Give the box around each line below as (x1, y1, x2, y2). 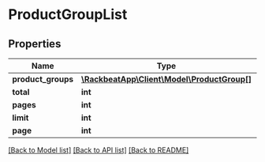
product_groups (12, 73, 74, 85)
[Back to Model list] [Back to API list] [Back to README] (8, 145, 189, 155)
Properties (8, 37, 62, 51)
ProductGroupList (8, 6, 128, 24)
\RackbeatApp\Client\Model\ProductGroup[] (81, 73, 252, 85)
